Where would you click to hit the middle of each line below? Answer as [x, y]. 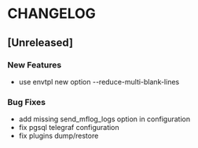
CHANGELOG [51, 14]
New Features [35, 65]
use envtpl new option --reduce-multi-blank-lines [99, 81]
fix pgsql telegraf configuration [69, 128]
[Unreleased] [40, 43]
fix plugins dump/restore [59, 136]
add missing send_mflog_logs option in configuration [104, 119]
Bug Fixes [27, 102]
